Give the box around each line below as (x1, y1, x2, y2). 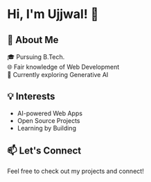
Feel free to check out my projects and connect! (7, 167, 144, 175)
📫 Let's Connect (7, 145, 82, 157)
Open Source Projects (17, 116, 80, 124)
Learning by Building (17, 124, 76, 132)
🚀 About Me (7, 34, 59, 46)
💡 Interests (7, 90, 55, 103)
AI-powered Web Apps (17, 109, 83, 117)
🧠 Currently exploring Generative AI (7, 71, 109, 78)
